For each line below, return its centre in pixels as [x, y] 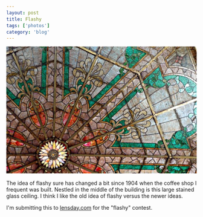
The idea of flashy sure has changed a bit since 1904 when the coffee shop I [101, 183]
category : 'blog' [28, 32]
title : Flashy [24, 19]
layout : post [23, 13]
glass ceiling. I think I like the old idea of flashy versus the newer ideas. [95, 196]
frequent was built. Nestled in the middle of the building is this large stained [100, 189]
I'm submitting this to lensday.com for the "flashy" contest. [79, 207]
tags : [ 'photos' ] [28, 25]
